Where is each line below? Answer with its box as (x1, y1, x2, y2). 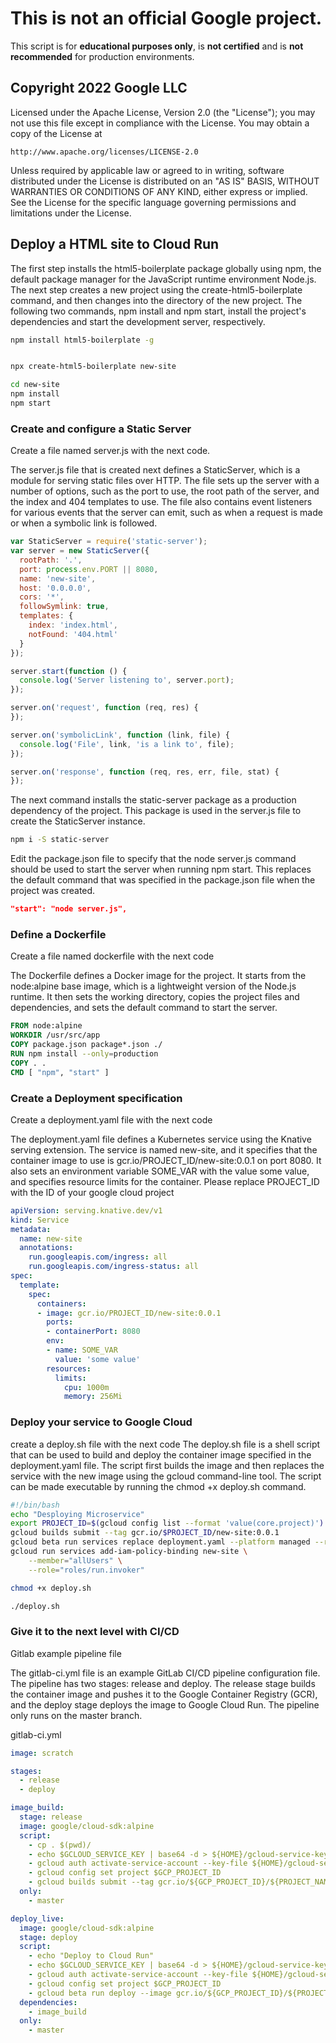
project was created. (10, 885, 96, 897)
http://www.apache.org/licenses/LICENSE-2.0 (10, 147, 199, 157)
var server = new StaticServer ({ (10, 546, 150, 556)
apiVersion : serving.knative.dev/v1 (10, 1205, 163, 1216)
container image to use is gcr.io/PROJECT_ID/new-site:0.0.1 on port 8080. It (10, 1154, 322, 1166)
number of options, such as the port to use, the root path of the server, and (10, 485, 320, 497)
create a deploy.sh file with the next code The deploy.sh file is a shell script (10, 1438, 321, 1450)
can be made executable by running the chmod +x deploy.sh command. (10, 1480, 307, 1492)
